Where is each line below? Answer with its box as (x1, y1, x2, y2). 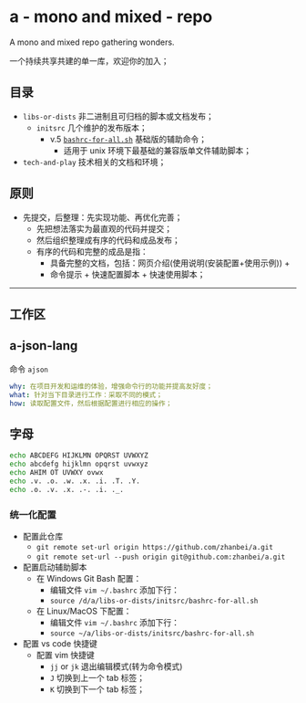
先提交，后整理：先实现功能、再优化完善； (22, 212, 183, 223)
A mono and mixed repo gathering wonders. (9, 37, 175, 47)
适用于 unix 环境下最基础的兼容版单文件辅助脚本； (63, 144, 252, 156)
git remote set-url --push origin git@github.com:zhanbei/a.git (36, 552, 286, 561)
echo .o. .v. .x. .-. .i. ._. (9, 485, 125, 494)
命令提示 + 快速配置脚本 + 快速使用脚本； (49, 268, 206, 279)
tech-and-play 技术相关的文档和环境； (22, 156, 167, 167)
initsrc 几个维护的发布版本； (36, 121, 148, 133)
